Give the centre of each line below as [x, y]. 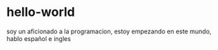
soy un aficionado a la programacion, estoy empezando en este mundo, [109, 31]
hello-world [41, 12]
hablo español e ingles [39, 38]
